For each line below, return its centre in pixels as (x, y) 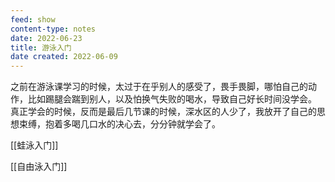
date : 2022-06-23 (46, 38)
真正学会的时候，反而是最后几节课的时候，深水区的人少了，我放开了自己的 (163, 112)
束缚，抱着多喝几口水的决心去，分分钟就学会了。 (119, 124)
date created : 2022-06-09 (64, 57)
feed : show (33, 19)
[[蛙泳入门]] (34, 145)
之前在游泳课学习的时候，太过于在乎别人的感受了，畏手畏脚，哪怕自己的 (159, 87)
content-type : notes (53, 29)
